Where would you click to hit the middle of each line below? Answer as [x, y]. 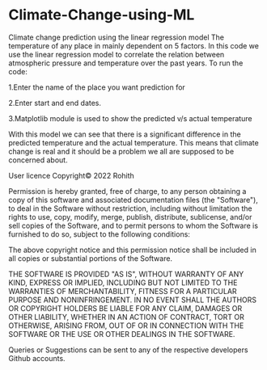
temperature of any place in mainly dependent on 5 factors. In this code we [133, 45]
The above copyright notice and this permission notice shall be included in [132, 250]
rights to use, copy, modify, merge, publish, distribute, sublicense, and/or [130, 217]
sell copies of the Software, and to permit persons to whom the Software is [133, 225]
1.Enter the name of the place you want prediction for [97, 87]
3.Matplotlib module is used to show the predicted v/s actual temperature [130, 118]
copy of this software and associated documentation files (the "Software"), [133, 200]
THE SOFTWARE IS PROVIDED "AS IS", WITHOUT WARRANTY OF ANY [126, 274]
